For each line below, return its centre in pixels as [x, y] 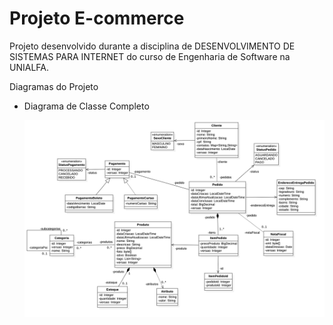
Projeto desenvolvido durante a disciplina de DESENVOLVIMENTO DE [152, 46]
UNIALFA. [29, 67]
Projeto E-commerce [97, 18]
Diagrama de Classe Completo [86, 106]
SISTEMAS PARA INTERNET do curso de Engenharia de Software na [150, 56]
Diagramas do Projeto [54, 86]
